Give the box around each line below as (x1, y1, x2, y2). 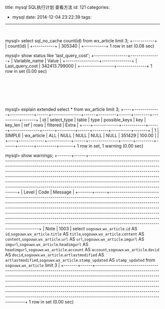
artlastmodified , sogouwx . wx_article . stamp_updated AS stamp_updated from (5, 257, 156, 263)
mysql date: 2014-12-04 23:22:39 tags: (12, 14, 92, 20)
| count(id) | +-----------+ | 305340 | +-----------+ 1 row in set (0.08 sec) (5, 43, 155, 49)
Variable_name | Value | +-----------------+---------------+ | (14, 58, 137, 63)
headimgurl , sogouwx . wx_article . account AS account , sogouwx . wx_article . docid (5, 247, 160, 252)
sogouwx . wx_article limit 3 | (5, 262, 60, 268)
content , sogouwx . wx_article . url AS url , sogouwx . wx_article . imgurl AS (5, 236, 144, 242)
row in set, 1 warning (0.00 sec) (80, 143, 144, 149)
